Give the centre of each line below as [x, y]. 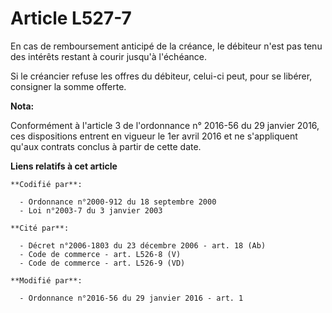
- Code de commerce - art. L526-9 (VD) [102, 263]
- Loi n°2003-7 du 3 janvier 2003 [91, 210]
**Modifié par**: [46, 280]
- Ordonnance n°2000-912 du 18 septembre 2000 [118, 202]
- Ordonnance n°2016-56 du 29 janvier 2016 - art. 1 [131, 298]
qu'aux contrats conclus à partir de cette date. [106, 146]
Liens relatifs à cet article [64, 166]
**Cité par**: [40, 228]
